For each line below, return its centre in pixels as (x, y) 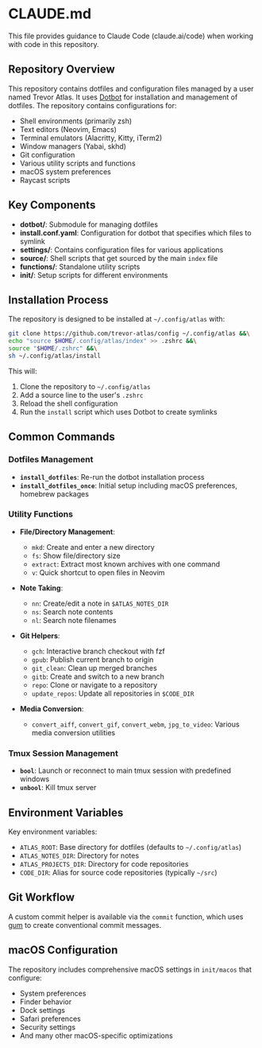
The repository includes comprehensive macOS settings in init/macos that (130, 969)
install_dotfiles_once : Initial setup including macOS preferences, (129, 485)
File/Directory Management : (67, 532)
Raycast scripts (45, 180)
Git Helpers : (40, 635)
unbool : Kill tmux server (58, 788)
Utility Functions (41, 514)
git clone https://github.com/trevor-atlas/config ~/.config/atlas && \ (129, 334)
